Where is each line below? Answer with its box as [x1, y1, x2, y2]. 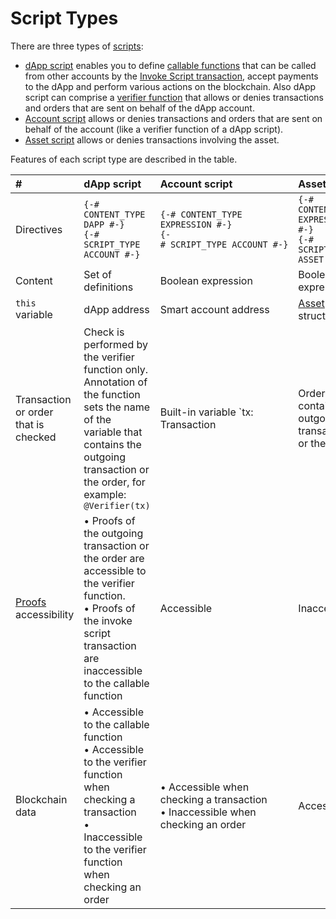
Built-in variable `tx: [159, 405, 254, 419]
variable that [83, 425, 143, 439]
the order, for [83, 475, 146, 489]
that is [15, 417, 45, 431]
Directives [15, 222, 63, 236]
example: [83, 487, 127, 501]
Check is [83, 325, 125, 339]
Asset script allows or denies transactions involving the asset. [24, 133, 280, 146]
